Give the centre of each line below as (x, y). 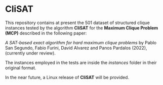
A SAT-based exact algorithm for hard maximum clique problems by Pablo (81, 42)
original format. (21, 68)
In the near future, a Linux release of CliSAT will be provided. (67, 77)
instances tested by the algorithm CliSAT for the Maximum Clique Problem (81, 28)
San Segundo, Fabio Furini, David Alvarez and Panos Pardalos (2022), (76, 48)
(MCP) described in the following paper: (46, 33)
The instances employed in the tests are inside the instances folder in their (81, 62)
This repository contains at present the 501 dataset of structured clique (77, 23)
